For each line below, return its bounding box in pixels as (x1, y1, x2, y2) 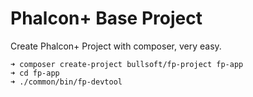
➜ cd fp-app (10, 68, 60, 78)
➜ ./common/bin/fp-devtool (10, 77, 123, 87)
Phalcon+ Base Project (10, 7, 203, 30)
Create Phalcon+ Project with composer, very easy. (10, 40, 222, 52)
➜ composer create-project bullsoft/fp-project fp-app (10, 59, 244, 69)
